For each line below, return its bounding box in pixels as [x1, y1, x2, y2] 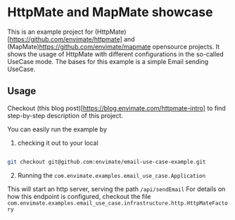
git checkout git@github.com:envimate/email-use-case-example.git [7, 158, 206, 165]
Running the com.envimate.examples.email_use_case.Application [17, 171, 206, 179]
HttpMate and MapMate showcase [7, 4, 213, 20]
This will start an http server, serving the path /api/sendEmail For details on [7, 184, 226, 193]
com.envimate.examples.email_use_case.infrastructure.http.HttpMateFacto [7, 200, 229, 207]
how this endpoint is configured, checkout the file [7, 192, 151, 200]
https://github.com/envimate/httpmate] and [9, 34, 135, 43]
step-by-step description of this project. [7, 111, 123, 119]
